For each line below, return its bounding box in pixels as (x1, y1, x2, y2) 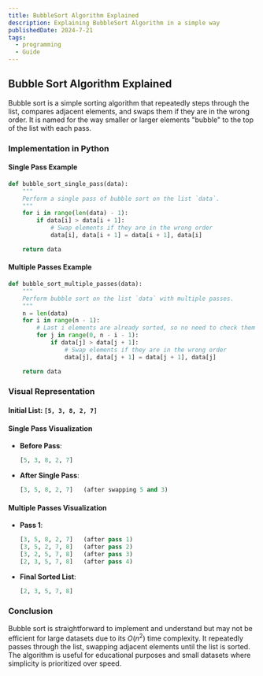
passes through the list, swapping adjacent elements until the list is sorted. (8, 641, 250, 651)
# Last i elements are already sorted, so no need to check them (36, 324, 256, 332)
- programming (15, 41, 61, 49)
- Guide (15, 48, 41, 56)
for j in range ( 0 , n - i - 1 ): (36, 332, 139, 340)
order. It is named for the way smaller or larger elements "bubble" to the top (8, 115, 254, 124)
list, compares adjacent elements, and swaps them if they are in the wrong (8, 106, 250, 116)
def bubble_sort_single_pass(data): (8, 180, 128, 188)
